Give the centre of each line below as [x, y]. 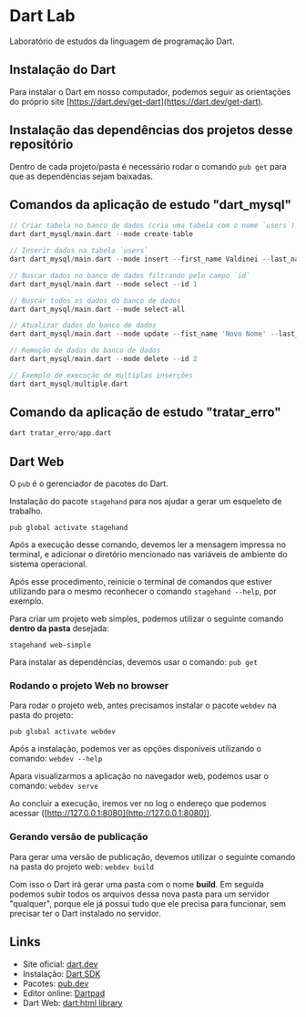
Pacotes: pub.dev [56, 983]
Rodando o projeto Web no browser [89, 686]
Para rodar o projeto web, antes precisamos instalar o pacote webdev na [143, 706]
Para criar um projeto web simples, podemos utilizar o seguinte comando [147, 619]
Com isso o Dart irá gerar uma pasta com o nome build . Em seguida [137, 884]
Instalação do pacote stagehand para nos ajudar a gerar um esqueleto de [146, 502]
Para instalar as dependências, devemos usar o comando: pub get [133, 662]
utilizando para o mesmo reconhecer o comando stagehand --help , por [143, 592]
